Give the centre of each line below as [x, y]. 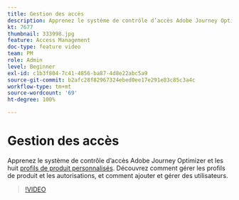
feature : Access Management [49, 40]
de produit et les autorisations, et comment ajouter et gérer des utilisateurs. [118, 175]
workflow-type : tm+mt [39, 87]
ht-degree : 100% [31, 100]
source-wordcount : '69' [43, 93]
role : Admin [25, 60]
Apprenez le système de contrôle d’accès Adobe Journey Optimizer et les [116, 160]
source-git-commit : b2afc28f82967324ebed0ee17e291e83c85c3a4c [101, 80]
